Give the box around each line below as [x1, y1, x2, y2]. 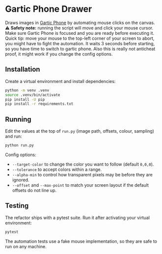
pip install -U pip [5, 97, 45, 102]
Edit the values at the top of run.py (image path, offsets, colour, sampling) [5, 128, 155, 134]
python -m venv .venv [5, 87, 50, 93]
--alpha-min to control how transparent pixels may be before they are [12, 171, 153, 177]
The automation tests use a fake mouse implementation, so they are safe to [5, 238, 157, 244]
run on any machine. [5, 243, 47, 249]
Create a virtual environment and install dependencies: [5, 78, 116, 84]
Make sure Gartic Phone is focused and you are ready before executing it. [5, 30, 155, 36]
